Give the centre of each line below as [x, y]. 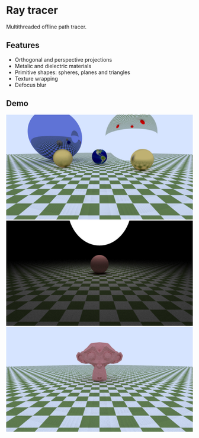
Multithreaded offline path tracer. [46, 27]
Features [23, 45]
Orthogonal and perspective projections [63, 59]
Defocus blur [31, 85]
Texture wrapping [36, 78]
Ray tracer [32, 10]
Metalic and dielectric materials [53, 66]
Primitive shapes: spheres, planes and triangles [72, 72]
